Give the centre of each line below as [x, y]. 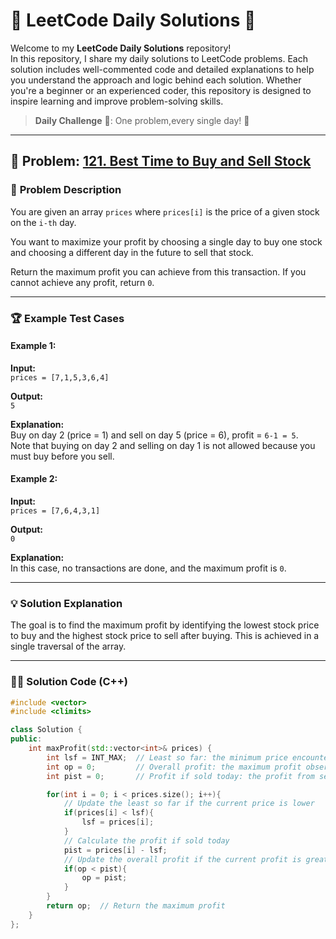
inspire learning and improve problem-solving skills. [117, 101]
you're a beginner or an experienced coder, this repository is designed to [161, 90]
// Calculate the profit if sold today [146, 840]
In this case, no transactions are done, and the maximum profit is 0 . [148, 568]
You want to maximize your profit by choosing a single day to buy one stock [166, 241]
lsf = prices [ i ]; [118, 822]
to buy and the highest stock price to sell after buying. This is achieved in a [165, 636]
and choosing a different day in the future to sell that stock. [132, 252]
